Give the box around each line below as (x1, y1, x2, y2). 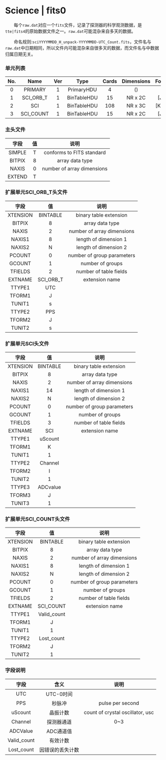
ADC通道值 (46, 728, 73, 735)
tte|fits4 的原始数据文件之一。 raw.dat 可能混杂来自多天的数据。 (5, 28, 136, 34)
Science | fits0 (5, 5, 66, 16)
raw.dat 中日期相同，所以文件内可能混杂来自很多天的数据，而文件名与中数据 (5, 45, 160, 51)
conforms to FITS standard (43, 149, 106, 156)
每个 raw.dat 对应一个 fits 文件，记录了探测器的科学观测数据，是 (14, 22, 142, 28)
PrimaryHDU (68, 86, 97, 93)
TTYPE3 (10, 484, 30, 491)
